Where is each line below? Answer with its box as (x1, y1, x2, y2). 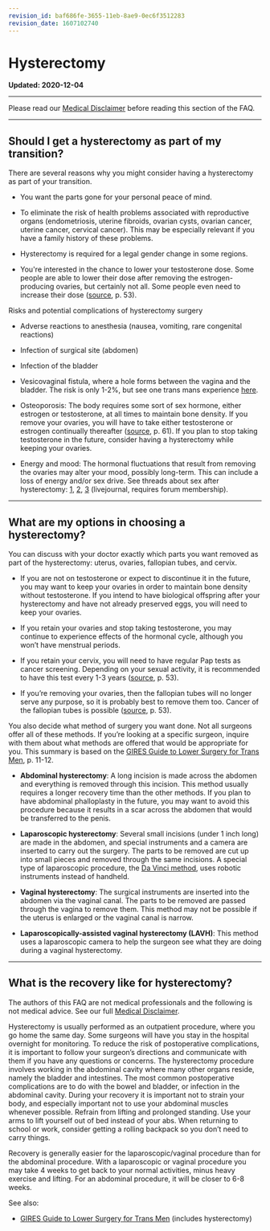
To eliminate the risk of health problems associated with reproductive (19, 208, 250, 218)
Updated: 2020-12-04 (8, 80, 84, 90)
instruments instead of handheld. (19, 872, 130, 881)
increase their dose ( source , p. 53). (19, 290, 137, 300)
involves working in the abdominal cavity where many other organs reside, (8, 1064, 255, 1074)
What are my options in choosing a (8, 515, 186, 529)
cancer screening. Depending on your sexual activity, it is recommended (19, 665, 260, 674)
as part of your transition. (8, 177, 92, 186)
